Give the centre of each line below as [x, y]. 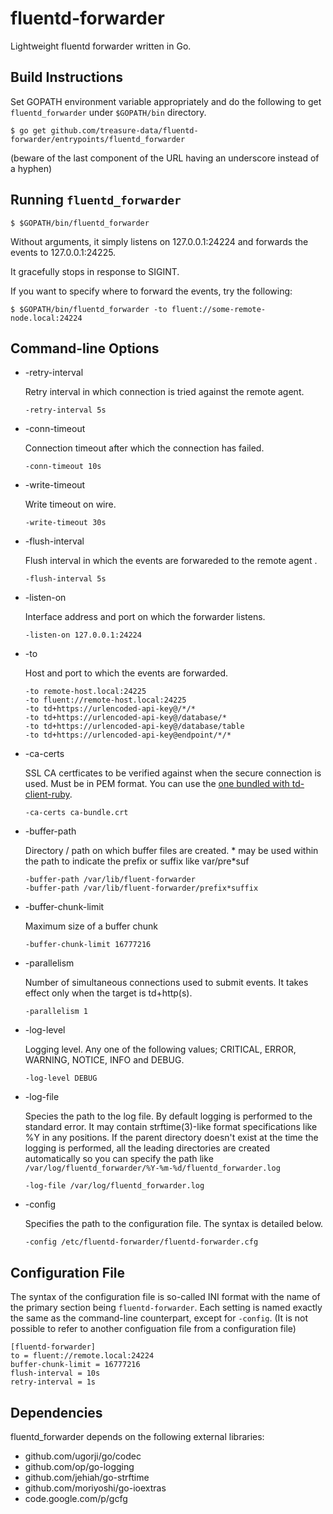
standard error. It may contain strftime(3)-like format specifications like [171, 1127]
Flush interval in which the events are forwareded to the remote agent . [171, 561]
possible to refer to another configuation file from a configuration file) [153, 1329]
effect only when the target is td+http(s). [108, 993]
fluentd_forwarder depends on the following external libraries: [137, 1436]
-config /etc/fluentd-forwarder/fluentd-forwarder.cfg [141, 1242]
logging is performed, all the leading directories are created [147, 1148]
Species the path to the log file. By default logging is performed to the [168, 1116]
